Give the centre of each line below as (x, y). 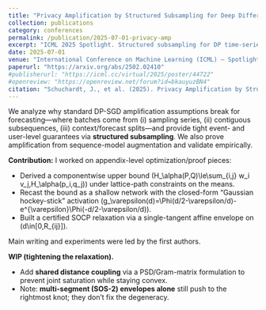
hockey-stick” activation (59, 201)
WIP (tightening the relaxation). (61, 257)
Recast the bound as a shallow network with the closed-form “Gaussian (137, 193)
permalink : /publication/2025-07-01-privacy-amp (90, 38)
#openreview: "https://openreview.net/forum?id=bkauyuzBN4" (110, 81)
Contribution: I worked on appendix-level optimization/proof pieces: (120, 161)
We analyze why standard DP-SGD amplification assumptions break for (124, 112)
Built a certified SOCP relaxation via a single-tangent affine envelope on (137, 217)
